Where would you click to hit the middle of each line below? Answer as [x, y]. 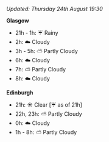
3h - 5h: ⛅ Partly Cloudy [46, 51]
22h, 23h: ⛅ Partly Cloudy [48, 114]
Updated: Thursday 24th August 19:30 [55, 9]
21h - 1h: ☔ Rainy [37, 33]
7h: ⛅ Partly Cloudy [40, 69]
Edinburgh [20, 93]
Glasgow [18, 20]
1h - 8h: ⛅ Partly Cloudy [46, 132]
